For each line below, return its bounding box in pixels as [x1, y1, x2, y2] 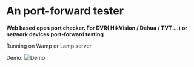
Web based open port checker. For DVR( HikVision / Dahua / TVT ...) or [6, 24, 188, 31]
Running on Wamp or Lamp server [6, 42, 92, 49]
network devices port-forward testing [6, 30, 104, 37]
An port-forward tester [6, 4, 124, 18]
